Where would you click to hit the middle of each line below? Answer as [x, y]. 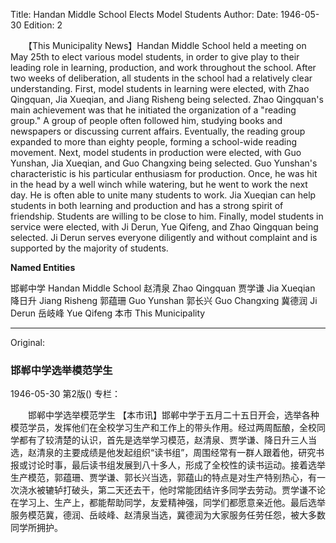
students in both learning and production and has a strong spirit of [147, 205]
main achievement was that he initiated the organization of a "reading [153, 110]
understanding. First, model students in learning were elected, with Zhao [160, 88]
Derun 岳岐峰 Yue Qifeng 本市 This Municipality [108, 313]
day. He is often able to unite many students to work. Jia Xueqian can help [163, 195]
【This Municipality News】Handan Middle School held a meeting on [167, 45]
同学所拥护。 [36, 528]
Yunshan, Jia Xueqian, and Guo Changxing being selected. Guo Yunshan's [164, 163]
